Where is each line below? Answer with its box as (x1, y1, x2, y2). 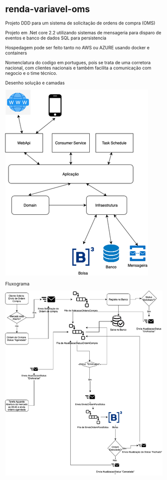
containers (5, 50, 27, 56)
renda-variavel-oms (5, 3, 90, 15)
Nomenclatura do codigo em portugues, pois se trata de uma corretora (5, 59, 151, 65)
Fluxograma (5, 281, 30, 287)
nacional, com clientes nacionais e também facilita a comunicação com (5, 65, 152, 71)
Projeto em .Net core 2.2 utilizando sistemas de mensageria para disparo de (5, 29, 162, 35)
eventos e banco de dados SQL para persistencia (5, 35, 107, 41)
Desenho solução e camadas (5, 80, 65, 86)
